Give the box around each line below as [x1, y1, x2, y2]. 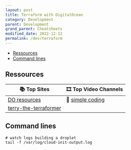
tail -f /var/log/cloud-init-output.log [5, 140, 93, 145]
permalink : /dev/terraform [5, 36, 63, 41]
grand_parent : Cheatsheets [5, 27, 63, 32]
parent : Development [5, 21, 49, 27]
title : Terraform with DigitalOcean [5, 12, 83, 17]
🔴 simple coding [66, 96, 105, 103]
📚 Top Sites [19, 85, 50, 92]
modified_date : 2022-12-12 [5, 31, 63, 36]
